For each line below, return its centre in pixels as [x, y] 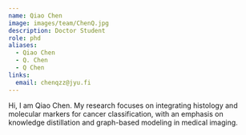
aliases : [23, 46]
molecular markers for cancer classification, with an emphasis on [116, 113]
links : [19, 75]
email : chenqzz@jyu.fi [53, 82]
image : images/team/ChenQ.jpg [59, 23]
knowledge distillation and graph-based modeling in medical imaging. [123, 122]
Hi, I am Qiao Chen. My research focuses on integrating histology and [123, 105]
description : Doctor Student [57, 30]
